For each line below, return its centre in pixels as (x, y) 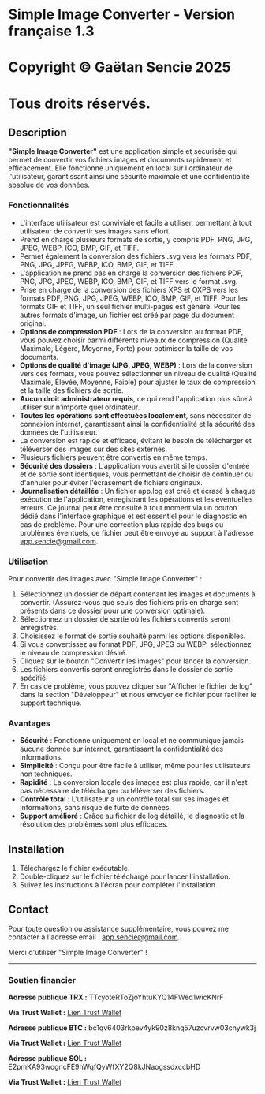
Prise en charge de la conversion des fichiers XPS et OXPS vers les (129, 289)
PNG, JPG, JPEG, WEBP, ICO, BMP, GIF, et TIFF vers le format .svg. (129, 281)
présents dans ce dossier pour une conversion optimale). (112, 610)
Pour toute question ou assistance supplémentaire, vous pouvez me (118, 928)
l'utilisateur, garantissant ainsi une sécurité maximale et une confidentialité (129, 177)
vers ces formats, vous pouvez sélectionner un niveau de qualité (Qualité (138, 373)
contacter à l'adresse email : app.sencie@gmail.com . (94, 937)
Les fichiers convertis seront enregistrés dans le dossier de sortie (126, 669)
